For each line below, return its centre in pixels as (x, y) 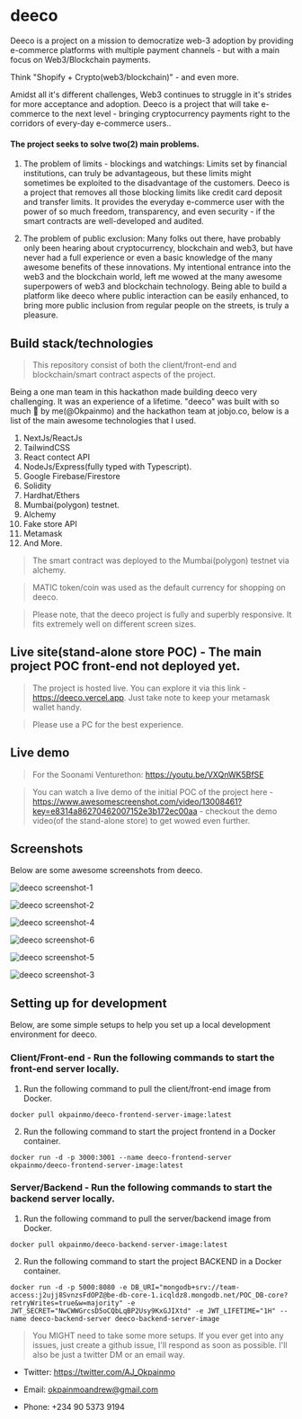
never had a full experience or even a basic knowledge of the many (148, 258)
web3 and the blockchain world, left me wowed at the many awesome (152, 277)
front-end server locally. (65, 1069)
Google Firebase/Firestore (71, 476)
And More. (43, 543)
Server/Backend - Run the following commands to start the (142, 1188)
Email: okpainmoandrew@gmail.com (91, 1389)
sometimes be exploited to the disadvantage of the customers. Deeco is (156, 183)
